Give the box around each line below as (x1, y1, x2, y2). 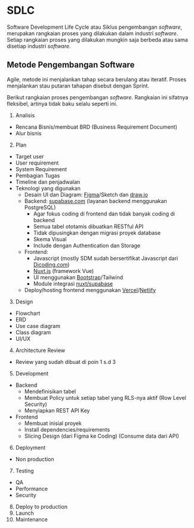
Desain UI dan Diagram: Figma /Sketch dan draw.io (24, 191, 148, 198)
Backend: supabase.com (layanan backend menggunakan (24, 197, 168, 204)
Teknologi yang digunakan (15, 184, 81, 192)
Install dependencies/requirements (24, 426, 110, 433)
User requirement (15, 159, 59, 166)
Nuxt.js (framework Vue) (33, 267, 94, 274)
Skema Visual (33, 235, 67, 242)
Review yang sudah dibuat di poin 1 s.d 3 (15, 358, 116, 365)
